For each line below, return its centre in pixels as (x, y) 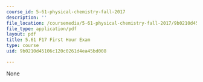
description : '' (27, 17)
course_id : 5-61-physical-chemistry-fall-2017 (66, 12)
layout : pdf (21, 34)
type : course (23, 46)
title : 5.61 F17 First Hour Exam (48, 40)
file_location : (25, 23)
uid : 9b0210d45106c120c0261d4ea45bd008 (56, 51)
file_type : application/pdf (42, 29)
